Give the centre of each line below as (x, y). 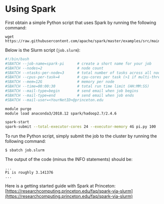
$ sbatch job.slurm (25, 150)
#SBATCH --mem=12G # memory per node (60, 82)
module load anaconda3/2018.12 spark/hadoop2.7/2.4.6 (61, 113)
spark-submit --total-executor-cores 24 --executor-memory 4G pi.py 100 (81, 127)
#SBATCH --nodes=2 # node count (54, 68)
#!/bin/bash (17, 59)
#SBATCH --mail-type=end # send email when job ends (70, 95)
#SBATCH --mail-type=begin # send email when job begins (72, 91)
